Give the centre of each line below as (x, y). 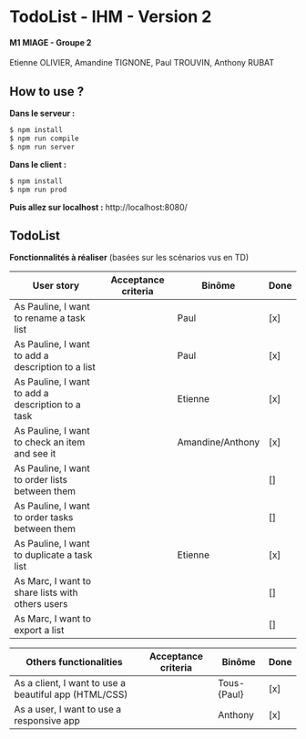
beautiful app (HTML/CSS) (71, 694)
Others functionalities (74, 662)
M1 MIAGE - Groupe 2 (51, 42)
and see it (35, 454)
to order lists (41, 480)
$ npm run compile (44, 139)
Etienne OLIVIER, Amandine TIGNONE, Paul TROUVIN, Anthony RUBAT (142, 63)
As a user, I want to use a (68, 710)
